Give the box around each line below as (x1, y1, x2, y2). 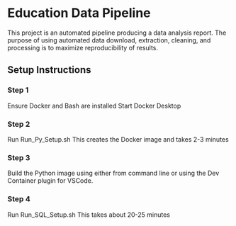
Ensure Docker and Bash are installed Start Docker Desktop (7, 101, 181, 110)
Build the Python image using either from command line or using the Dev (7, 169, 220, 178)
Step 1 (7, 85, 29, 95)
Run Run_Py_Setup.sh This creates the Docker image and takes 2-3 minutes (7, 135, 229, 143)
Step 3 (7, 152, 30, 162)
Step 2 (7, 119, 30, 129)
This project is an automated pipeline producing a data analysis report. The (7, 28, 227, 37)
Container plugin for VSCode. (7, 176, 94, 185)
